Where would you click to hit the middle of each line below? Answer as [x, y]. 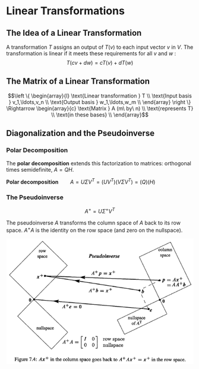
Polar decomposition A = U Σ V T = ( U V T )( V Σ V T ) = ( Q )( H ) [81, 181]
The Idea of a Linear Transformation [74, 33]
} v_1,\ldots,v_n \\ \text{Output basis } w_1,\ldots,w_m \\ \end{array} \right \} [100, 102]
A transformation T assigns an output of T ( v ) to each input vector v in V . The [100, 47]
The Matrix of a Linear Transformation [78, 81]
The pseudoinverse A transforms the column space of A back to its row [94, 223]
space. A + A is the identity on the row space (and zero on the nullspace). [94, 230]
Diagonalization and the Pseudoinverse [80, 133]
